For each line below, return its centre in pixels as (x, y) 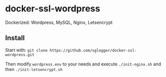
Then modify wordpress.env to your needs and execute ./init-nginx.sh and (83, 64)
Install (15, 38)
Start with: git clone (26, 50)
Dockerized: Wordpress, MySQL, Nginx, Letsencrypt (59, 22)
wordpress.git (20, 55)
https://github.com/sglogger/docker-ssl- (93, 50)
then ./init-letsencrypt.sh (34, 69)
